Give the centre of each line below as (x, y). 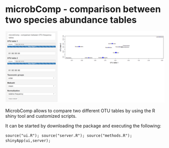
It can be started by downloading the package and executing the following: (83, 126)
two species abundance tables (71, 20)
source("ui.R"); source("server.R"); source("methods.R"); (69, 136)
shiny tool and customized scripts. (41, 116)
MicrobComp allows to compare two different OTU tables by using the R (80, 111)
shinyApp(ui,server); (28, 141)
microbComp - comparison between (83, 9)
